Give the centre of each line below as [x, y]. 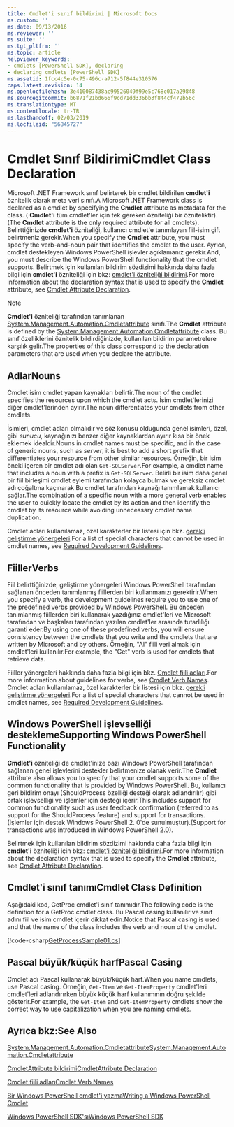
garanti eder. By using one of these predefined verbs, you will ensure [106, 629]
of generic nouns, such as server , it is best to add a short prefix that [105, 451]
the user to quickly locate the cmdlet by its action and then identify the [109, 503]
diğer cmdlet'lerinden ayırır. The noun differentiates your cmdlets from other [116, 408]
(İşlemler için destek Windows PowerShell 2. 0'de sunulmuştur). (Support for [117, 822]
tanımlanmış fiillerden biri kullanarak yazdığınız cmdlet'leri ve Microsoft [109, 615]
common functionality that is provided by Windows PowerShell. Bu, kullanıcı [116, 785]
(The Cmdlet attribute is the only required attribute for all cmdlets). [103, 223]
